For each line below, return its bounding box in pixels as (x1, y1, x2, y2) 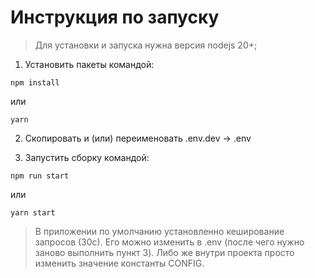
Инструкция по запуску (10, 6, 220, 29)
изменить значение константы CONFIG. (34, 257, 205, 269)
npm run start (10, 171, 70, 181)
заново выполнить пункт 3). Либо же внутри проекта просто (34, 246, 295, 258)
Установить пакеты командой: (24, 58, 155, 70)
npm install (10, 77, 60, 88)
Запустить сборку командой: (24, 151, 150, 163)
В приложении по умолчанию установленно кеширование (34, 225, 285, 237)
